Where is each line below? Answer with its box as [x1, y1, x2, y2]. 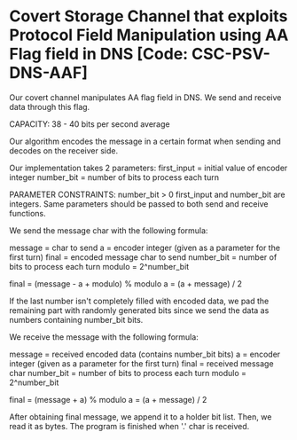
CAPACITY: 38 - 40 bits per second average [9, 118, 170, 130]
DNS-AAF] [9, 63, 89, 83]
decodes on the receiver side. [9, 145, 119, 156]
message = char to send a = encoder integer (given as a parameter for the [9, 242, 281, 253]
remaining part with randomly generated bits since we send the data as [9, 304, 270, 316]
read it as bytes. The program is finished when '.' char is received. [9, 420, 250, 431]
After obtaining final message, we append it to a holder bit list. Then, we [9, 411, 272, 422]
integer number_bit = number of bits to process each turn [9, 171, 220, 183]
